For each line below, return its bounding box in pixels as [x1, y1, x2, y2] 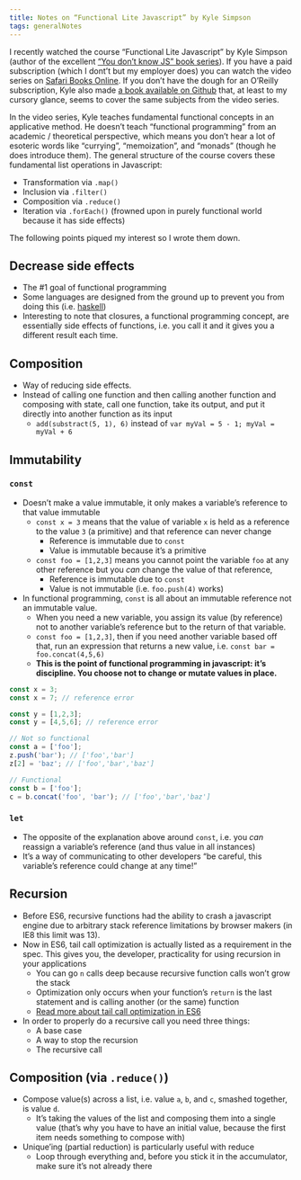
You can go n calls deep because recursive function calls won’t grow [35, 968, 290, 979]
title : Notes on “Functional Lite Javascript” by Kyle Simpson [9, 13, 252, 22]
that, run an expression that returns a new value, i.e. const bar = [35, 640, 276, 651]
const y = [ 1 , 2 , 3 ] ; [9, 710, 83, 719]
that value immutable [22, 506, 101, 517]
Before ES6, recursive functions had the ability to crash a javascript [22, 910, 272, 921]
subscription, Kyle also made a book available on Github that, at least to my [9, 85, 288, 95]
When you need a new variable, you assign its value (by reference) [35, 612, 283, 622]
